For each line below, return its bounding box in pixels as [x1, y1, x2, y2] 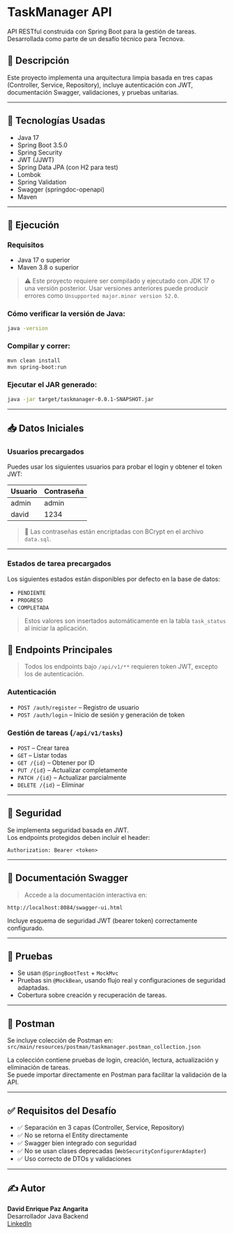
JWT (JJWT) [17, 155, 54, 164]
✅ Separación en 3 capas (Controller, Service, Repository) [17, 1123, 185, 1132]
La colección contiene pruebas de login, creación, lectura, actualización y [7, 1056, 219, 1064]
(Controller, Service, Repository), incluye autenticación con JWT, [7, 81, 194, 89]
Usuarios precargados [7, 446, 85, 456]
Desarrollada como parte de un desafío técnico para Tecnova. [7, 34, 185, 42]
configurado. [7, 923, 45, 932]
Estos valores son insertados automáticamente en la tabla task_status [24, 616, 226, 625]
